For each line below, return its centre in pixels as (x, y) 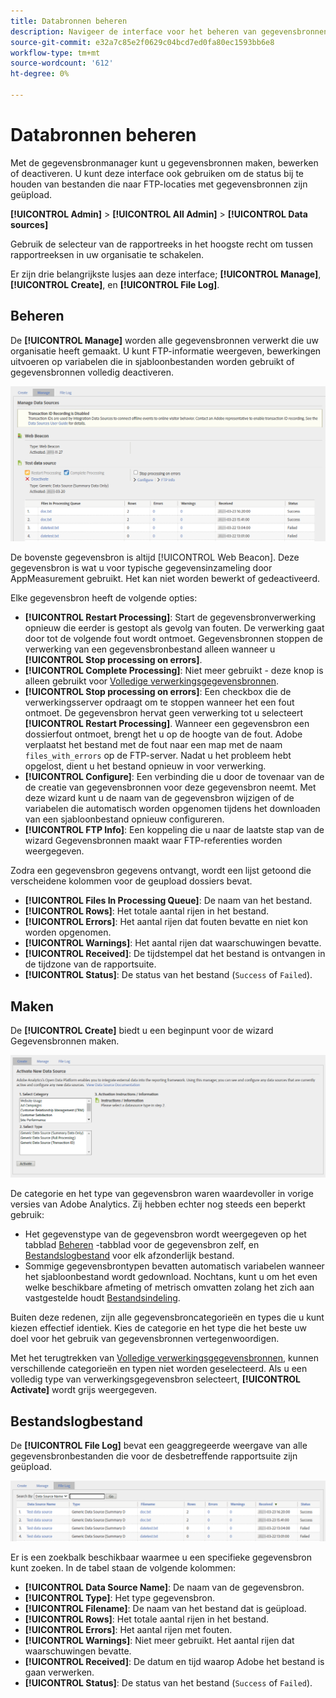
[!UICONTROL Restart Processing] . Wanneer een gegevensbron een (167, 724)
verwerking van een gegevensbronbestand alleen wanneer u (150, 649)
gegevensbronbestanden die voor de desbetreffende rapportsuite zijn (154, 1456)
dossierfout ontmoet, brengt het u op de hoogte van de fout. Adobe (163, 734)
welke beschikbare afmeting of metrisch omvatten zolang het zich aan (169, 1287)
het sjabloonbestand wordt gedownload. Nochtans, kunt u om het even (171, 1277)
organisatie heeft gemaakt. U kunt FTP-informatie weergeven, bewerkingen (166, 351)
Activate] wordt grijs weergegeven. (83, 1390)
